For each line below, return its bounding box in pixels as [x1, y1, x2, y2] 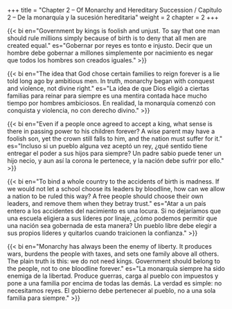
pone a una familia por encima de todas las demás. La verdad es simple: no [7, 279, 222, 287]
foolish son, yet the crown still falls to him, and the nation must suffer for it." [7, 134, 223, 143]
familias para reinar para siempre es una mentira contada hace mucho [7, 91, 208, 100]
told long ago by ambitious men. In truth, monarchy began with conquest [7, 77, 215, 85]
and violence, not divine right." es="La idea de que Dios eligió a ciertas [7, 85, 210, 92]
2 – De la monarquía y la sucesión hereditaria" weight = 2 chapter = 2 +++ [7, 13, 219, 21]
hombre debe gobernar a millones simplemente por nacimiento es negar [7, 48, 213, 57]
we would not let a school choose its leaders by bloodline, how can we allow [7, 185, 225, 193]
